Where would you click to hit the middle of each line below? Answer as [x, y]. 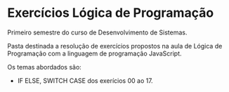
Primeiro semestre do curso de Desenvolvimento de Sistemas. [97, 32]
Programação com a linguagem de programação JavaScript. [94, 53]
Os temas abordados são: [45, 67]
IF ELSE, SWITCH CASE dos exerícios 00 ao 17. [85, 80]
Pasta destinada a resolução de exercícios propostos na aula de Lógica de [115, 46]
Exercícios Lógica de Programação [111, 13]
